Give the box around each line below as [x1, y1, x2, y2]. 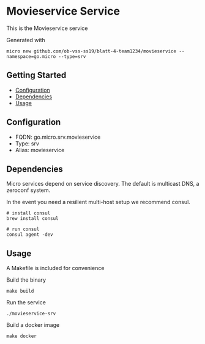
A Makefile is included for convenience [6, 265, 105, 272]
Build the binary [6, 276, 47, 284]
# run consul [6, 226, 40, 233]
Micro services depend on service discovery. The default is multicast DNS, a [6, 180, 199, 188]
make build [6, 288, 34, 295]
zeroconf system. [6, 186, 51, 194]
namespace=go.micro [6, 53, 56, 59]
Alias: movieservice [15, 146, 65, 153]
